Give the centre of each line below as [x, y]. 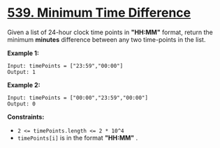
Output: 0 [22, 104]
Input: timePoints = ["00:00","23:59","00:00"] [78, 98]
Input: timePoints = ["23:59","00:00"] [65, 66]
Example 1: [23, 53]
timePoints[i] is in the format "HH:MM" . [78, 138]
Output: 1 [22, 72]
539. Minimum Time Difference [99, 13]
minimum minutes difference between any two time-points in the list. [107, 39]
